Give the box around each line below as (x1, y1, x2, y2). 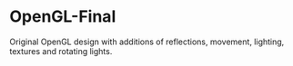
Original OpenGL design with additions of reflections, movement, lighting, (9, 36, 285, 47)
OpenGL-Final (9, 6, 116, 27)
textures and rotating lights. (9, 45, 113, 56)
